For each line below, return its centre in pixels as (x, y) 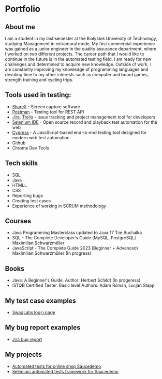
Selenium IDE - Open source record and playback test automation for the (85, 122)
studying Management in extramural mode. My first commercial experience (80, 44)
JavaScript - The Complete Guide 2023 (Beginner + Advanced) (75, 248)
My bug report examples (43, 328)
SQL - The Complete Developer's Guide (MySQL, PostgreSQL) (74, 238)
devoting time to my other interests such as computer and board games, (77, 74)
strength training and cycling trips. (39, 80)
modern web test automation (41, 137)
